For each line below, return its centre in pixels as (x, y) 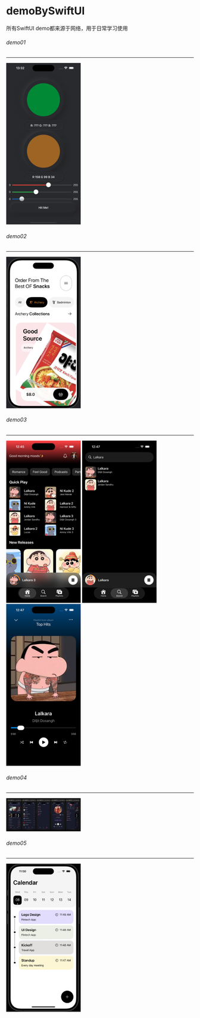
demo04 (17, 777)
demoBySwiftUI (46, 11)
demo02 (16, 236)
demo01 (16, 42)
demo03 (16, 420)
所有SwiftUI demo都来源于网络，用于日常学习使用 (67, 28)
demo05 (16, 843)
